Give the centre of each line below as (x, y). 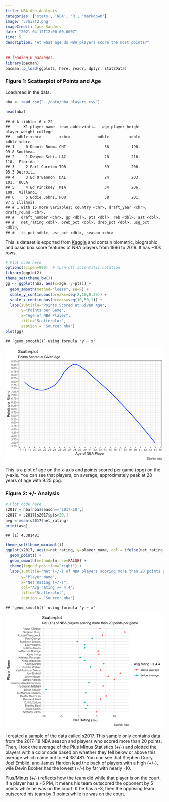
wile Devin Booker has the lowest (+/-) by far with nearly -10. (68, 768)
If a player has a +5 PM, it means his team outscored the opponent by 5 (79, 783)
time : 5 (13, 37)
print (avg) (17, 526)
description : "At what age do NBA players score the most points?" (77, 43)
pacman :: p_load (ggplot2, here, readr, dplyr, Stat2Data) (66, 68)
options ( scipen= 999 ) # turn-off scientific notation (63, 268)
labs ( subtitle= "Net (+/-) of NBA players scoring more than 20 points (85, 571)
